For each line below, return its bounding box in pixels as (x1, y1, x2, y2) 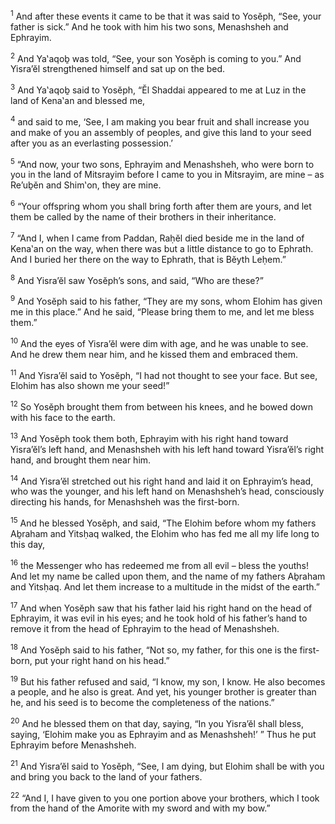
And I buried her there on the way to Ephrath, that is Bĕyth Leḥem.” (10, 253, 287, 265)
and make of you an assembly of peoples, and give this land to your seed (10, 126, 312, 138)
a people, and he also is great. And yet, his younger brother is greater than (10, 686, 317, 698)
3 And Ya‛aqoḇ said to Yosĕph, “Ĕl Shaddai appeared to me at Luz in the (10, 82, 307, 96)
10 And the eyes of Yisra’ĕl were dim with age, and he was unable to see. (10, 335, 309, 349)
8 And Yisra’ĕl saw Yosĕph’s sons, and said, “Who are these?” (10, 272, 264, 286)
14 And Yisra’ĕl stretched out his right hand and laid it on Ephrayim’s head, (10, 473, 314, 487)
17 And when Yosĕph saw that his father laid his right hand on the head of (10, 600, 313, 614)
